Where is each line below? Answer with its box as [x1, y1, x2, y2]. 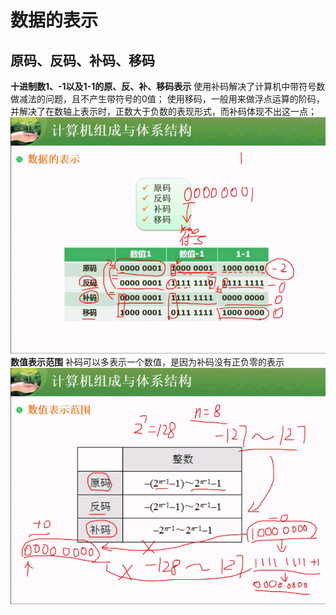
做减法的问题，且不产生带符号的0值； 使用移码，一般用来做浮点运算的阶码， [10, 93, 325, 105]
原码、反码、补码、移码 [10, 52, 155, 69]
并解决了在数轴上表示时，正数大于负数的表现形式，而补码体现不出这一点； [10, 106, 317, 117]
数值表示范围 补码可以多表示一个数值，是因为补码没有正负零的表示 [10, 356, 285, 368]
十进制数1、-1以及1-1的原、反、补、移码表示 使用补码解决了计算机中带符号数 [10, 81, 326, 92]
